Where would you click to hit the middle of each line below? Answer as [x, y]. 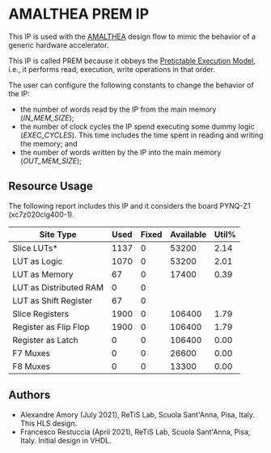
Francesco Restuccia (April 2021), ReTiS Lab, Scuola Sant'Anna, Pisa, [135, 432]
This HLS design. [49, 423]
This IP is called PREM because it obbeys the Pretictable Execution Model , [132, 61]
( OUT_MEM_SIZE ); [51, 161]
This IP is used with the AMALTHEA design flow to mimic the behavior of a [132, 36]
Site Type [58, 234]
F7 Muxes [32, 353]
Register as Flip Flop [51, 327]
